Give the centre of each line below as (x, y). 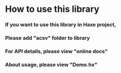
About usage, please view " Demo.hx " (51, 65)
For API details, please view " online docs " (56, 51)
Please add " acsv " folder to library (48, 38)
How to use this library (52, 9)
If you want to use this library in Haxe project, (61, 25)
